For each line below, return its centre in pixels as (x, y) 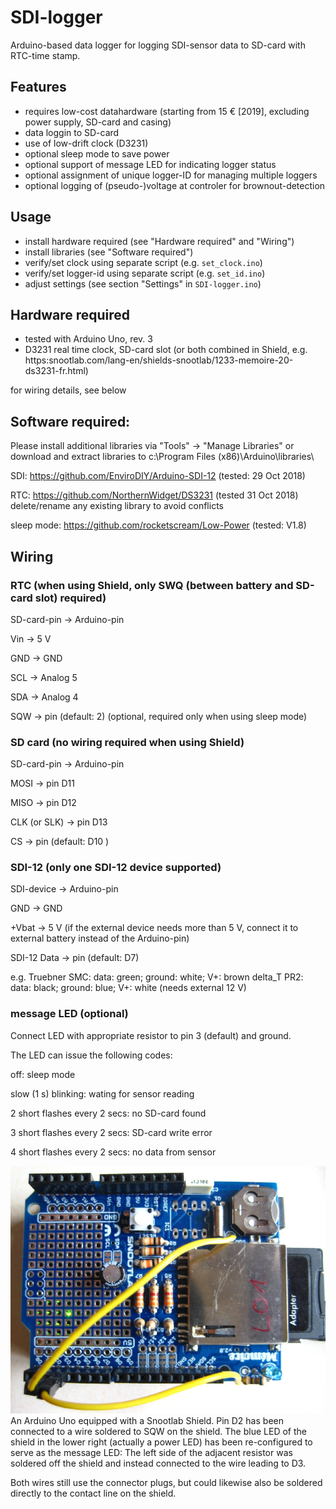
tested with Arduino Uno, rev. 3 (88, 339)
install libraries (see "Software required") (109, 252)
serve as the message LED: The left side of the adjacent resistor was (151, 1452)
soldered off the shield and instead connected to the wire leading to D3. (158, 1463)
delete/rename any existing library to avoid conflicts (117, 506)
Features (38, 87)
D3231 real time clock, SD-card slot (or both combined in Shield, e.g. (166, 350)
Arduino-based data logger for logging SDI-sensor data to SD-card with (158, 45)
